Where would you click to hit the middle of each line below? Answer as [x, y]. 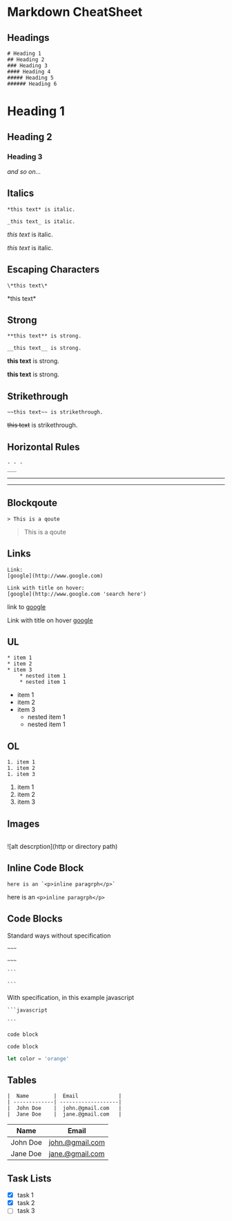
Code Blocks [35, 919]
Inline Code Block [46, 868]
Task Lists [29, 1178]
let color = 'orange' [38, 1059]
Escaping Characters [54, 270]
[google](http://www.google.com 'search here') [77, 594]
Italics [21, 194]
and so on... [24, 171]
